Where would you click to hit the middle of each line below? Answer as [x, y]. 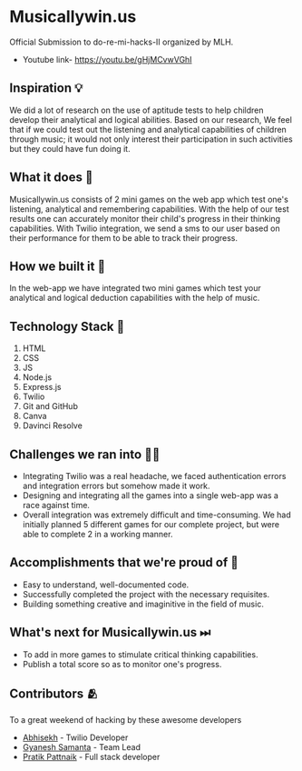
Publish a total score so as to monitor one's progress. [122, 664]
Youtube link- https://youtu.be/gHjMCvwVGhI [107, 59]
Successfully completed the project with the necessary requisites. [146, 594]
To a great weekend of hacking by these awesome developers [126, 720]
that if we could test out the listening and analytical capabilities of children [148, 129]
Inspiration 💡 [46, 88]
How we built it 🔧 [58, 266]
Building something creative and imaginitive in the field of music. [143, 604]
